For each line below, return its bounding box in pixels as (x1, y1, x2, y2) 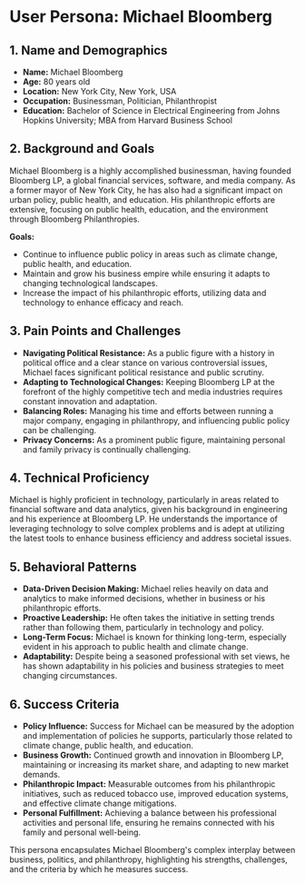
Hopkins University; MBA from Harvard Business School (22, 115, 233, 125)
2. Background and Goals (9, 141, 155, 156)
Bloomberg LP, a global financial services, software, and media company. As (9, 174, 296, 185)
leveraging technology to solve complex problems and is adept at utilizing (9, 523, 285, 534)
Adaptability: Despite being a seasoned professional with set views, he (22, 651, 290, 662)
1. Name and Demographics (9, 43, 168, 58)
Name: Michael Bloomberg (22, 66, 123, 77)
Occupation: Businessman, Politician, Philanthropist (22, 95, 218, 106)
